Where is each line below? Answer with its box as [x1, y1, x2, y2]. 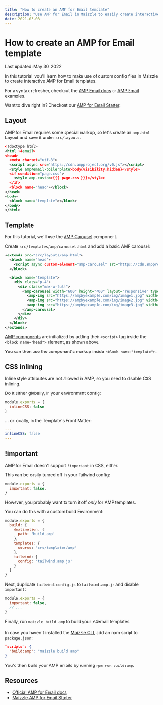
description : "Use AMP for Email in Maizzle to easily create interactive [5, 12, 160, 17]
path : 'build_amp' [17, 532, 55, 537]
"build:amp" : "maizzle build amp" [9, 649, 79, 654]
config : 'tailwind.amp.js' [17, 559, 73, 564]
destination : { [14, 527, 45, 532]
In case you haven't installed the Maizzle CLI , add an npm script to [5, 630, 138, 636]
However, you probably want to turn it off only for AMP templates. [5, 499, 137, 505]
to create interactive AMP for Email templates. [5, 78, 97, 84]
